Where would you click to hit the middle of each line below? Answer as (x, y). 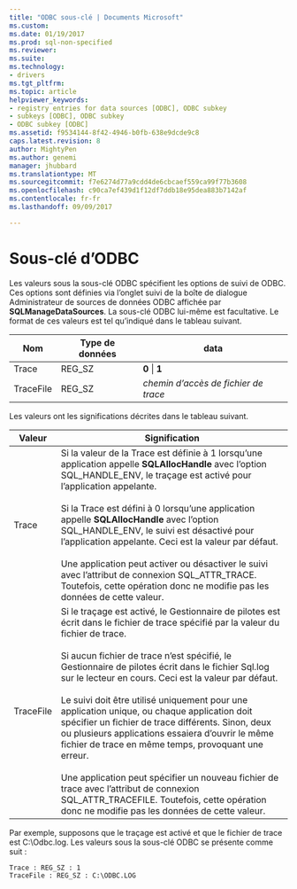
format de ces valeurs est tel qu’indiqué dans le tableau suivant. (126, 321)
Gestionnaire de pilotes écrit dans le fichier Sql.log (165, 667)
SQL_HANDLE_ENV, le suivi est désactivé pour (157, 530)
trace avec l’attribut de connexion (130, 788)
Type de (98, 342)
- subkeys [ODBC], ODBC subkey (67, 116)
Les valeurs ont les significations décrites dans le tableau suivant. (129, 416)
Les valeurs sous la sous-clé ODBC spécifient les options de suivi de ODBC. (148, 283)
